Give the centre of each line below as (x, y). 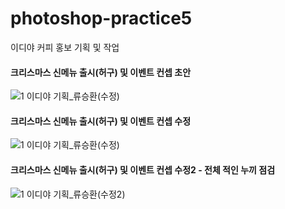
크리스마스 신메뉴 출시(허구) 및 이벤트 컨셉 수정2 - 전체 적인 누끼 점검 (143, 169)
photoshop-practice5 (101, 18)
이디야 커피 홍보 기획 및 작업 (65, 47)
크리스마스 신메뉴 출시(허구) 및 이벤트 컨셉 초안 (101, 72)
